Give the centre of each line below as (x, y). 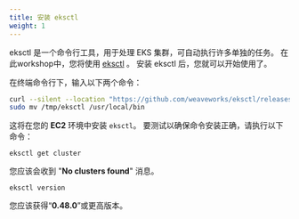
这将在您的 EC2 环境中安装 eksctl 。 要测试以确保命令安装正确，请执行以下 (146, 126)
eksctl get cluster (45, 154)
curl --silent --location (57, 99)
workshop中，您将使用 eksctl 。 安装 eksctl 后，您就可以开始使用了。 (144, 63)
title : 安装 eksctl (44, 17)
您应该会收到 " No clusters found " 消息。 (84, 171)
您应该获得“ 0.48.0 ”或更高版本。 (69, 206)
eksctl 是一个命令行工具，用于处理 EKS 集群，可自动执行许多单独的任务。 (144, 52)
